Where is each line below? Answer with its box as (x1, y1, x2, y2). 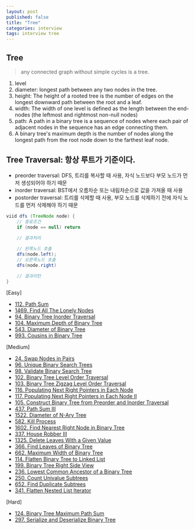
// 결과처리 (17, 235, 41, 241)
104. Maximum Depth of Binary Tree (14, 320, 102, 327)
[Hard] (6, 498, 22, 506)
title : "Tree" (6, 20, 41, 25)
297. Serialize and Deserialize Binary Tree (14, 516, 116, 524)
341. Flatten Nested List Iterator (14, 487, 92, 494)
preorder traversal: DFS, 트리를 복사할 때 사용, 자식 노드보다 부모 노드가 (14, 172, 182, 179)
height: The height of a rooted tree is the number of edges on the (14, 92, 174, 99)
